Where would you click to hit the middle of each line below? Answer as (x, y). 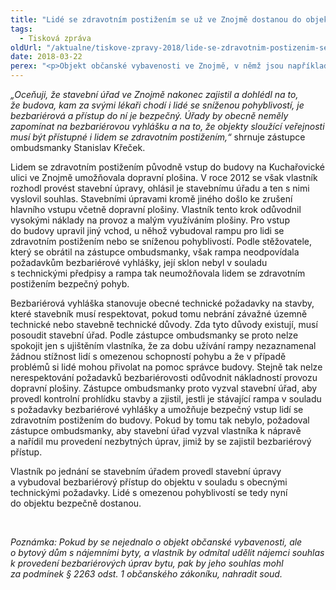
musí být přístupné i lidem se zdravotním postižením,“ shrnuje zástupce (158, 137)
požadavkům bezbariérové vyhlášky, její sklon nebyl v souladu (139, 262)
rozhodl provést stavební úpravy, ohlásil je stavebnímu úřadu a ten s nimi (160, 188)
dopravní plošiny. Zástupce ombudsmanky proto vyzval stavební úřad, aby (164, 388)
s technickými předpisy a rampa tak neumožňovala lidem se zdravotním (158, 273)
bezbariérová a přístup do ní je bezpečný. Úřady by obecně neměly (149, 115)
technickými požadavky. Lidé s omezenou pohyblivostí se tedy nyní (149, 492)
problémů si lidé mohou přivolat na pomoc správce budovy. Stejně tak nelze (166, 367)
